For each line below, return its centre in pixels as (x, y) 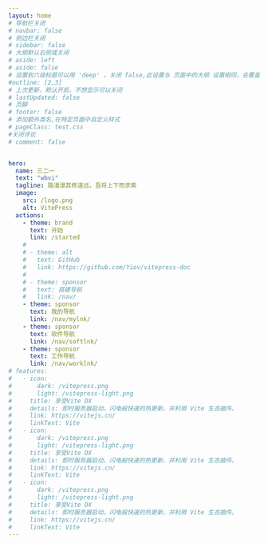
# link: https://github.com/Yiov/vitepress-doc (107, 267)
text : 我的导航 (52, 312)
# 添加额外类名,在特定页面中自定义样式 (64, 120)
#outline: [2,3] (35, 82)
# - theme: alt (48, 252)
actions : (30, 215)
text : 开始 (46, 230)
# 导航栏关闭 (27, 23)
